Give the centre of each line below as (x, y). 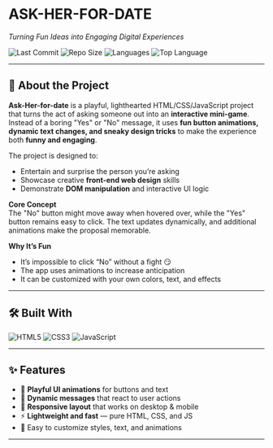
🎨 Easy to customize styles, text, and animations (101, 428)
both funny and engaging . (53, 140)
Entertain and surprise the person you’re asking (100, 171)
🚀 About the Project (59, 86)
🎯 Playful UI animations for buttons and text (94, 389)
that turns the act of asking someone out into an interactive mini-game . (129, 114)
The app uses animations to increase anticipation (102, 270)
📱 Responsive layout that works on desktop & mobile (109, 407)
